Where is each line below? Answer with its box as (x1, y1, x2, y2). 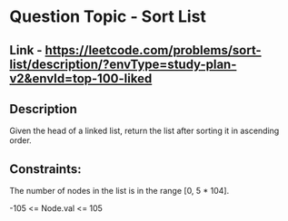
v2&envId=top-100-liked (9, 71, 153, 86)
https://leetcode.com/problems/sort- (45, 43, 262, 58)
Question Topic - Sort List (9, 6, 207, 27)
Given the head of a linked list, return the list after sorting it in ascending (9, 125, 280, 137)
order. (9, 135, 32, 146)
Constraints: (9, 161, 82, 177)
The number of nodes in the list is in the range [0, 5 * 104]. (9, 186, 230, 197)
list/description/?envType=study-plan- (9, 56, 237, 72)
